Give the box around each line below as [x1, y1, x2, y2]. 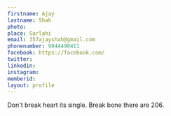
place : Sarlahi [7, 29, 52, 37]
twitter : [7, 56, 33, 63]
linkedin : [7, 62, 36, 69]
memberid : [7, 75, 36, 82]
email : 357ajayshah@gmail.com [7, 36, 96, 43]
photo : [7, 23, 27, 30]
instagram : [7, 68, 39, 75]
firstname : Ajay [7, 10, 55, 17]
